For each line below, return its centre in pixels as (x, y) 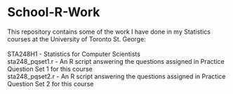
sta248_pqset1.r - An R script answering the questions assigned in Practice (116, 61)
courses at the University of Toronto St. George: (76, 39)
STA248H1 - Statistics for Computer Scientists (74, 54)
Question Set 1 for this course (50, 69)
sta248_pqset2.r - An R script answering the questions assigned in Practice (116, 76)
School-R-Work (54, 12)
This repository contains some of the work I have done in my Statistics (109, 32)
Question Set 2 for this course (51, 83)
